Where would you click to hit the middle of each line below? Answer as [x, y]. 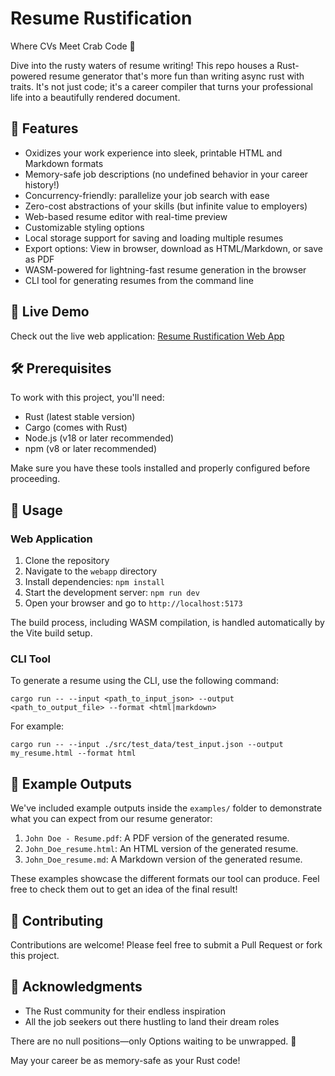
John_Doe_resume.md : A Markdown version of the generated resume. [163, 859]
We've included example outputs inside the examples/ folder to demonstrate [166, 808]
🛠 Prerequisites [61, 368]
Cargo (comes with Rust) [76, 428]
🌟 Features [44, 128]
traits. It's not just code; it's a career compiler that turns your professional [161, 86]
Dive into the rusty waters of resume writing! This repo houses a [142, 65]
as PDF [39, 259]
